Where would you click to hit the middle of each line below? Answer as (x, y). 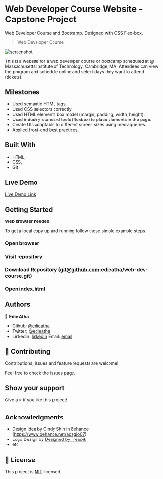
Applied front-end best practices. (45, 130)
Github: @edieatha (31, 326)
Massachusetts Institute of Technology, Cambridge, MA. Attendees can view (82, 66)
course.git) (18, 276)
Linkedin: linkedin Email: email (42, 336)
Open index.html (25, 289)
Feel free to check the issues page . (40, 373)
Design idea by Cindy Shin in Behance (50, 429)
